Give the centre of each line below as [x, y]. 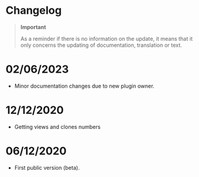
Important [33, 27]
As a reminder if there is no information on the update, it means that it [106, 38]
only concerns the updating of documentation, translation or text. [101, 45]
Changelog [34, 10]
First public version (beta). [47, 167]
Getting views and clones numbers [57, 127]
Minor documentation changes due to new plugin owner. [84, 86]
